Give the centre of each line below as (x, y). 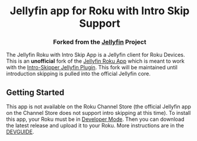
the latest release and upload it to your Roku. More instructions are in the (95, 126)
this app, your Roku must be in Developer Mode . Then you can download (95, 119)
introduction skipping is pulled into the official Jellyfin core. (78, 74)
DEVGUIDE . (20, 132)
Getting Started (35, 92)
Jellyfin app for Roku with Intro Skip (100, 11)
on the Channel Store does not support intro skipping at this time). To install (99, 113)
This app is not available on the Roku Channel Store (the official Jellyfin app (99, 107)
